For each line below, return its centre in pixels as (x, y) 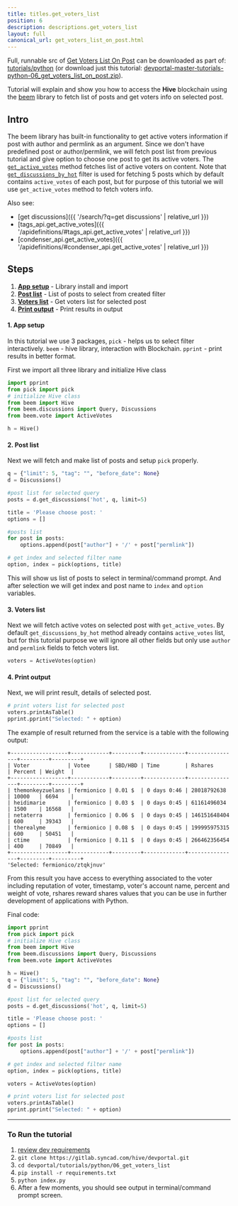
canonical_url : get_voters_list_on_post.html (75, 40)
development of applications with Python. (68, 901)
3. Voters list (27, 609)
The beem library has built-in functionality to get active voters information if (118, 136)
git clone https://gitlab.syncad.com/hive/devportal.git (103, 1158)
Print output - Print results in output (70, 309)
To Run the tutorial (40, 1134)
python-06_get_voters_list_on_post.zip (63, 76)
